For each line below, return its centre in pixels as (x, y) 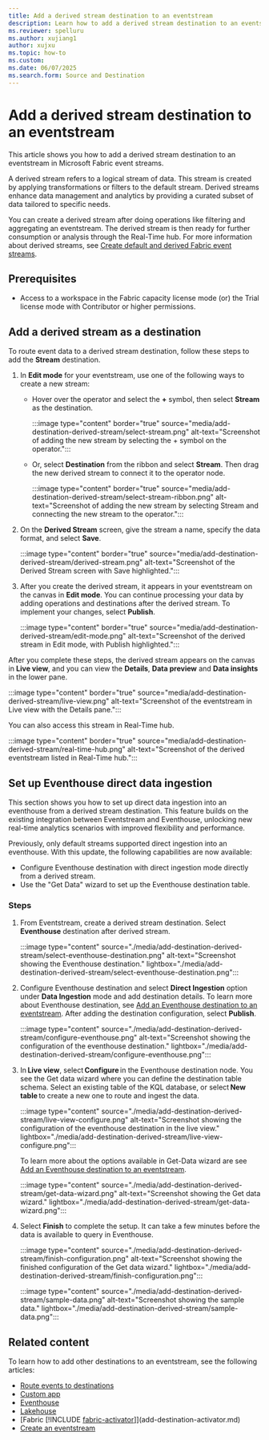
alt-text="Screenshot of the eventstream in (182, 701)
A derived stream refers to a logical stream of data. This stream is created (130, 178)
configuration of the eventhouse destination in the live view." (120, 1129)
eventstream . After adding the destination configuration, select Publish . (138, 1014)
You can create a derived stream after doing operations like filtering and (127, 219)
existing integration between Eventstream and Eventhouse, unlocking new (130, 819)
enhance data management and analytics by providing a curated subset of (131, 195)
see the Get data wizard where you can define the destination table (130, 1079)
